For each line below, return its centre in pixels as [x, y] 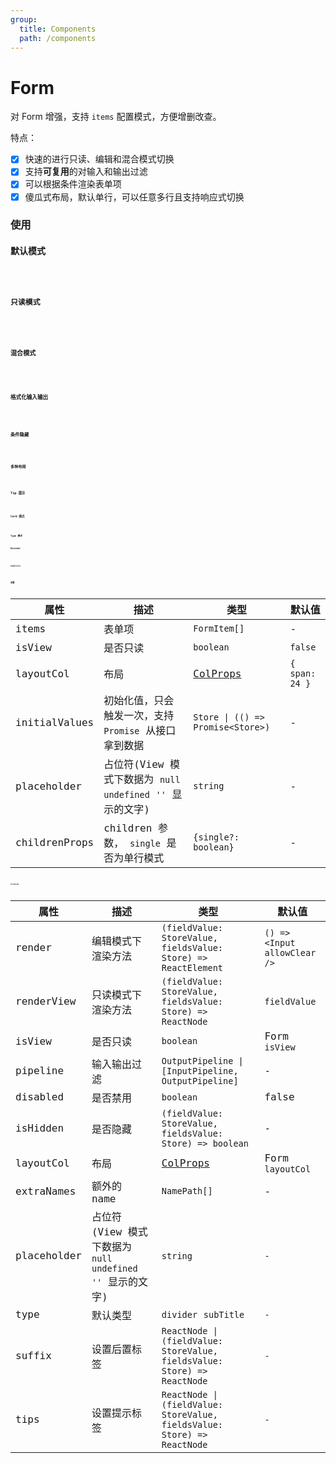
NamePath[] [187, 1191]
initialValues [55, 722]
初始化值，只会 [139, 701]
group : [24, 19]
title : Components [58, 29]
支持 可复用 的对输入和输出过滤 [86, 172]
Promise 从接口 [140, 731]
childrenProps [55, 842]
